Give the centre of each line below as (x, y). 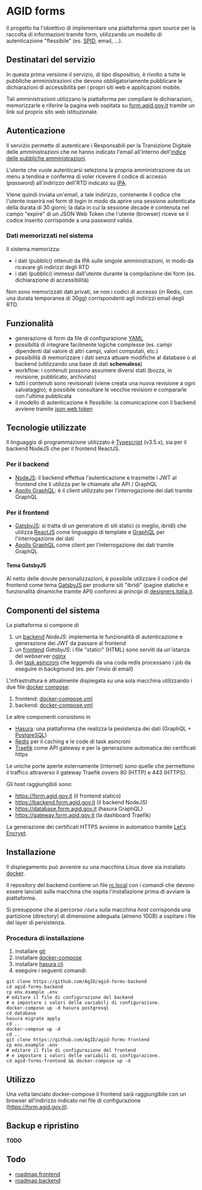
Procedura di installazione (45, 938)
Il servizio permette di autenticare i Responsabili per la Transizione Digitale (99, 145)
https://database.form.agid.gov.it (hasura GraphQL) (79, 809)
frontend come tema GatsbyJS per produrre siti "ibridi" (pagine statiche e (97, 585)
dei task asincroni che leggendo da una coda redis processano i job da (103, 663)
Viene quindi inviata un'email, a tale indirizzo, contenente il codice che (93, 194)
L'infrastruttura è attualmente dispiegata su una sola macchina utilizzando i (99, 681)
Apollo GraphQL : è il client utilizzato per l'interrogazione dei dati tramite (104, 490)
